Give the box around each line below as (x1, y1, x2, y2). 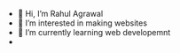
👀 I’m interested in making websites (17, 18, 148, 28)
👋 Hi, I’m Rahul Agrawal (17, 9, 104, 19)
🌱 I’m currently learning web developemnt (17, 27, 171, 37)
